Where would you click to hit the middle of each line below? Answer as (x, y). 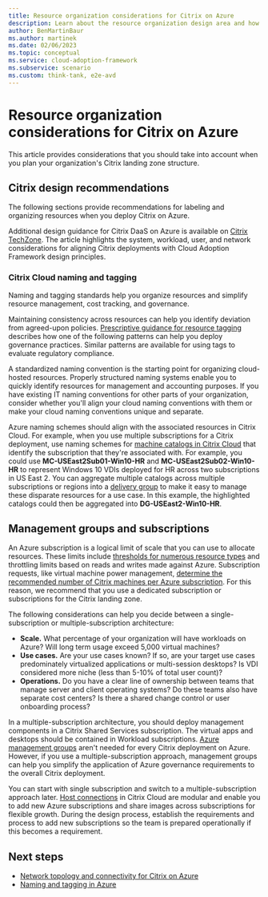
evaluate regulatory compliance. (61, 353)
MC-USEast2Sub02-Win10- (208, 461)
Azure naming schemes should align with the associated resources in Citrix (132, 426)
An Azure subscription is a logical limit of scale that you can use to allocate (132, 548)
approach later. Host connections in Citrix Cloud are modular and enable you (134, 798)
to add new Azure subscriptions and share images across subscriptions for (132, 806)
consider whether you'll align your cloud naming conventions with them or (130, 402)
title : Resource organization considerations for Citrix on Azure (121, 16)
